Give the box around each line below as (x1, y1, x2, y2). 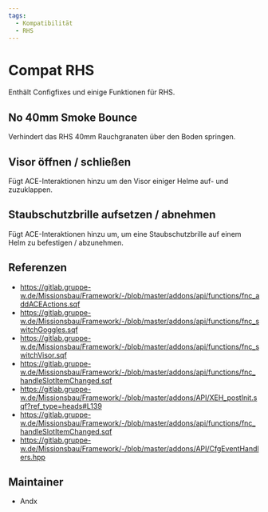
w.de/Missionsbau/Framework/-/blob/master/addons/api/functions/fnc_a (19, 290, 260, 300)
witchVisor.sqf (19, 350, 68, 360)
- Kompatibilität (15, 19, 73, 27)
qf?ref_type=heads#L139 (19, 401, 102, 410)
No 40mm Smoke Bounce (8, 110, 138, 124)
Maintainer (8, 475, 64, 489)
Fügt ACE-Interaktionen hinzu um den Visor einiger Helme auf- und (8, 176, 229, 186)
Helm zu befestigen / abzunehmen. (8, 238, 124, 247)
